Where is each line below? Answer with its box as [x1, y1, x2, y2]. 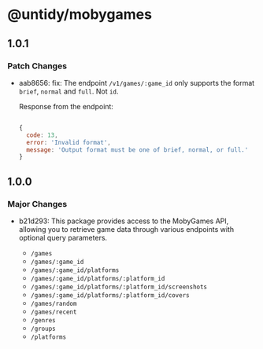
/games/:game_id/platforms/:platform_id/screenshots [30, 283, 208, 291]
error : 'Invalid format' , [26, 138, 111, 146]
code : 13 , [26, 131, 58, 139]
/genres [30, 316, 56, 324]
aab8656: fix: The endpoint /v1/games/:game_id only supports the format [18, 78, 255, 87]
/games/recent [30, 308, 77, 316]
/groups [30, 325, 56, 332]
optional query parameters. [18, 233, 108, 242]
